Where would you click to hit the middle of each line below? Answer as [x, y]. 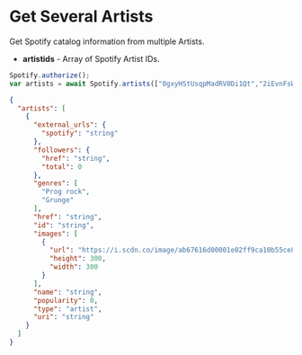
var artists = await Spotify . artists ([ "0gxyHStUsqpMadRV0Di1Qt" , [134, 84]
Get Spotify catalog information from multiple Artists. [107, 41]
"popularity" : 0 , [66, 300]
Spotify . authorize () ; [50, 75]
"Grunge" [58, 200]
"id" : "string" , [63, 225]
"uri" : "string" [63, 317]
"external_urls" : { [69, 125]
